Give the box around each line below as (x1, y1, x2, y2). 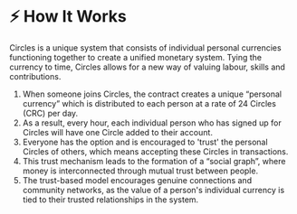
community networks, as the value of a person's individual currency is (22, 184, 285, 195)
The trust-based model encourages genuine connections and (22, 174, 252, 185)
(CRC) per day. (22, 107, 79, 118)
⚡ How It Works (9, 6, 127, 27)
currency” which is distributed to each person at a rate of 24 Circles (22, 98, 276, 108)
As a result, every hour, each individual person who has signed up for (22, 117, 283, 128)
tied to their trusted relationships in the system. (22, 194, 199, 205)
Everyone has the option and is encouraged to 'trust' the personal (22, 136, 269, 147)
